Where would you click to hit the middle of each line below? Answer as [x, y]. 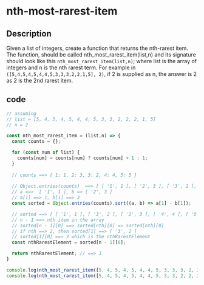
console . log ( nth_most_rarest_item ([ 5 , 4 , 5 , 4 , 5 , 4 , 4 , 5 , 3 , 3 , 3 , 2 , [100, 270]
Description [29, 34]
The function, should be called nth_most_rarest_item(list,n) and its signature [101, 55]
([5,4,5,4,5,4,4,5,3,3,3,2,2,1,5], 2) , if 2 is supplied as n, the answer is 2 [102, 74]
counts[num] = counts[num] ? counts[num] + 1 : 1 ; [83, 158]
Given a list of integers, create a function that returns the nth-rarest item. [97, 48]
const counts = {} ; [36, 142]
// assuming [21, 114]
